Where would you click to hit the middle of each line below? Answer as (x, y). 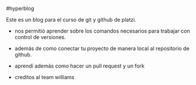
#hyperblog (20, 8)
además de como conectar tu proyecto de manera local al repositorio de (102, 48)
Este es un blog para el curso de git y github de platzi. (71, 20)
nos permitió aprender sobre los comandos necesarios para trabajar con (102, 31)
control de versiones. (40, 37)
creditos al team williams (44, 77)
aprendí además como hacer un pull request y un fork (80, 66)
